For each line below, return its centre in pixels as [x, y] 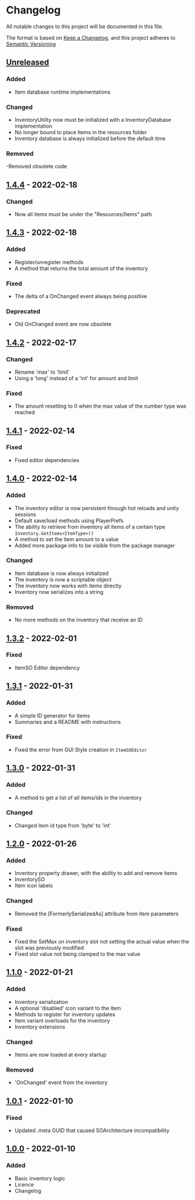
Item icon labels [34, 886]
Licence [24, 1184]
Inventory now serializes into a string [59, 592]
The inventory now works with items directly [68, 586]
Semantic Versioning [31, 44]
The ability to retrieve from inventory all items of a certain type [90, 527]
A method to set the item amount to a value [66, 539]
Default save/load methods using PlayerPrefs [69, 520]
